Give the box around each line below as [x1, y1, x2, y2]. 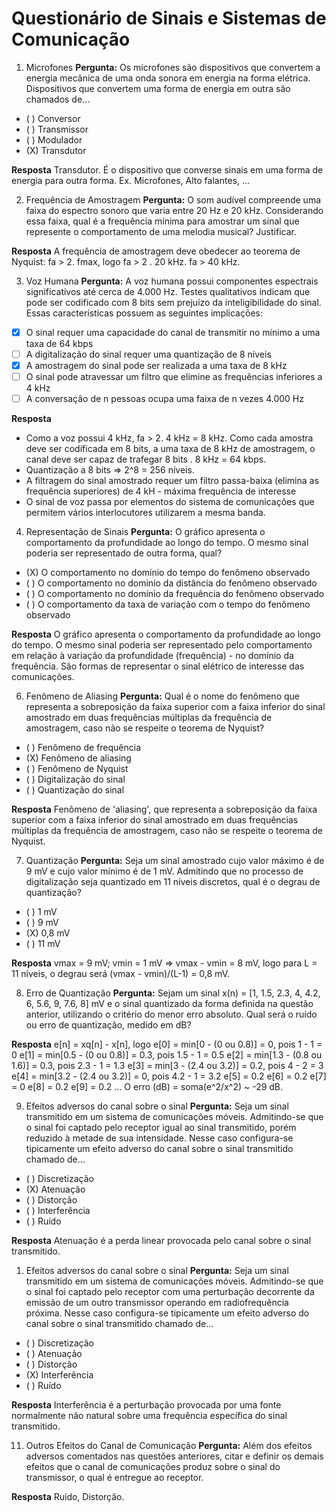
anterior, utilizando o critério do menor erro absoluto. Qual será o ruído [25, 1008, 318, 1021]
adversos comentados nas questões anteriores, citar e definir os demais [25, 1450, 324, 1462]
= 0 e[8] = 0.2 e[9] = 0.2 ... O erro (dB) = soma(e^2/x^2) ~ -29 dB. [11, 1081, 284, 1093]
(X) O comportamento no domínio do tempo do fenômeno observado [25, 567, 311, 579]
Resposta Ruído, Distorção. [11, 1491, 125, 1503]
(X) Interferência [25, 1369, 94, 1381]
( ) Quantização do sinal [25, 784, 125, 796]
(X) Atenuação [25, 1183, 86, 1196]
